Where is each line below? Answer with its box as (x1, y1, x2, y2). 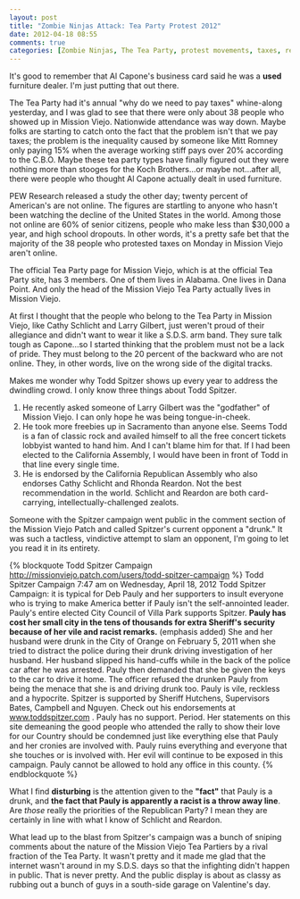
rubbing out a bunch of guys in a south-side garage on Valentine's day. (9, 879, 271, 890)
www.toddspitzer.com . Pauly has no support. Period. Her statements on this (9, 712, 291, 723)
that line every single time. (21, 459, 120, 470)
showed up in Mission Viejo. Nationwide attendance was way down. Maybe (9, 117, 287, 128)
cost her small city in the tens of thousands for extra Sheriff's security (9, 617, 275, 628)
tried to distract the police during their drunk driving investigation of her (9, 645, 273, 656)
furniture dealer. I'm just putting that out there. (9, 80, 179, 91)
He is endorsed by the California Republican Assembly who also (21, 469, 258, 479)
